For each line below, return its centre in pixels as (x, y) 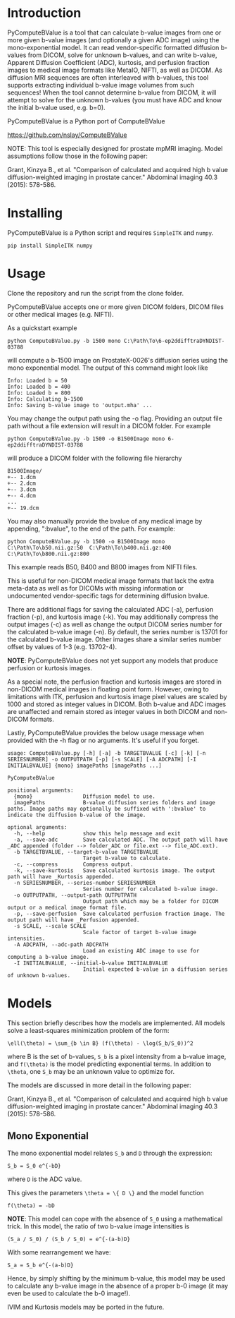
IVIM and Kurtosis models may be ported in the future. (86, 1307)
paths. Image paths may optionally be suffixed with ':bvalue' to (107, 809)
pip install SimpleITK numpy (50, 246)
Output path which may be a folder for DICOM (151, 901)
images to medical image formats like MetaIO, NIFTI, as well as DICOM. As (115, 70)
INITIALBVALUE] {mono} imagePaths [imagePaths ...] (84, 766)
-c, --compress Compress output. (74, 864)
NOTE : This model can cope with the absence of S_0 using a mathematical (115, 1219)
